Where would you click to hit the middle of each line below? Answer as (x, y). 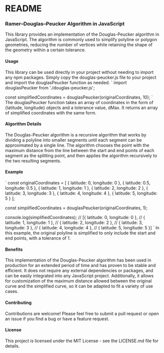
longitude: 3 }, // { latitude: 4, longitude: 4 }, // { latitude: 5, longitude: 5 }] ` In (82, 228)
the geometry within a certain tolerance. (46, 50)
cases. (12, 291)
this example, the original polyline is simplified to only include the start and (80, 233)
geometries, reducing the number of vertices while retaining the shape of (79, 45)
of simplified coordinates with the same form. (51, 112)
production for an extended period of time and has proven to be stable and (80, 265)
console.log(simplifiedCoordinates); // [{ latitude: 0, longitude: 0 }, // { (75, 218)
